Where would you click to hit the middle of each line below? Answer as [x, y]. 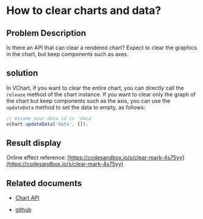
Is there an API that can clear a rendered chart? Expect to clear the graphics [101, 47]
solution [22, 73]
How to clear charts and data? [84, 11]
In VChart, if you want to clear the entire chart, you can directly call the [95, 88]
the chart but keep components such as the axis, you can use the [88, 100]
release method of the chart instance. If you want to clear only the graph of [101, 94]
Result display [34, 143]
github [23, 210]
